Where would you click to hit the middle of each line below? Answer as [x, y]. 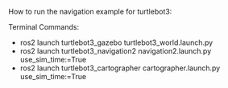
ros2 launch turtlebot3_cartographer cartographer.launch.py [120, 68]
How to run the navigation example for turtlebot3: [90, 12]
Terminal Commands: [44, 27]
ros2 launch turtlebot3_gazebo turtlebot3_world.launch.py [116, 42]
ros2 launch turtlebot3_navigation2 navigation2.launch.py [116, 51]
